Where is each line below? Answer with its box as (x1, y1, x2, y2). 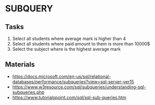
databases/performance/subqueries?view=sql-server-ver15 (12, 78, 134, 84)
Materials (5, 60, 35, 69)
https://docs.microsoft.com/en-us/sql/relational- (12, 73, 111, 79)
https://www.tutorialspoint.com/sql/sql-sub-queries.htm (12, 94, 127, 100)
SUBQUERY (5, 3, 53, 14)
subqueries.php (12, 89, 44, 95)
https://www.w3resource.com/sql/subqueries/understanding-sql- (12, 84, 146, 90)
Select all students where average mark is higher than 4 (12, 35, 126, 41)
